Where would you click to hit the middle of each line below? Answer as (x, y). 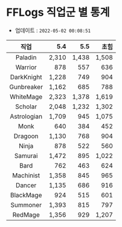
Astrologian (26, 116)
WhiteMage (26, 96)
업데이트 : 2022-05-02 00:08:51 (53, 30)
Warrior (26, 67)
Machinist (26, 175)
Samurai (26, 156)
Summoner (26, 205)
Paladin (26, 57)
